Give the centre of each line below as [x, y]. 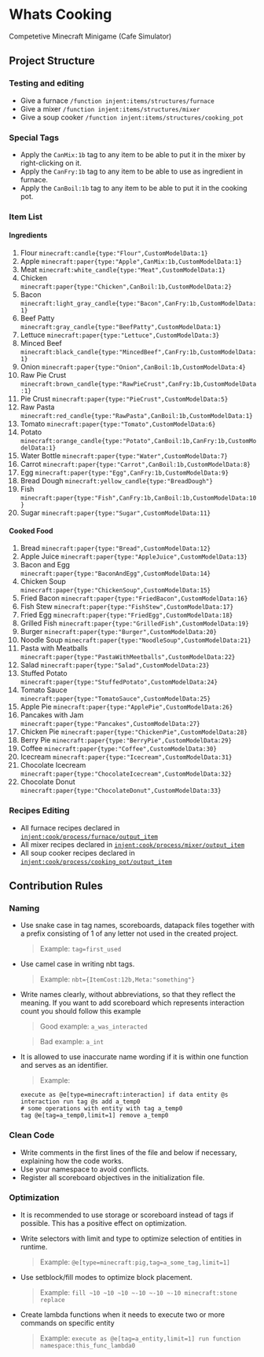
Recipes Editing [39, 811]
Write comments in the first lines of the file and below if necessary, [128, 1152]
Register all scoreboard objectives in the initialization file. [112, 1177]
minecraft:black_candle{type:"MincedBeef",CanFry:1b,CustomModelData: [138, 352]
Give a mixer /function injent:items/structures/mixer [110, 108]
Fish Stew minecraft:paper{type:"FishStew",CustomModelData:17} [127, 607]
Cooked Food [31, 530]
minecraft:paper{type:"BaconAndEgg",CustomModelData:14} [115, 574]
